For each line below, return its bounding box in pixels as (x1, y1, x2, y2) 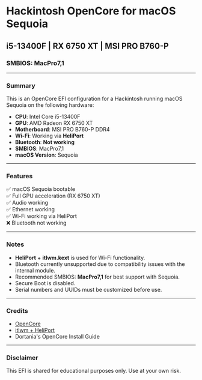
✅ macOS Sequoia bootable (6, 185, 76, 193)
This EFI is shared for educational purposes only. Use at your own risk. (6, 367, 182, 375)
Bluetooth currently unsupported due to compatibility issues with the (14, 260, 185, 268)
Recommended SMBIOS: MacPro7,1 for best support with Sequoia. (14, 273, 180, 280)
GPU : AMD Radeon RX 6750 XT (14, 119, 93, 127)
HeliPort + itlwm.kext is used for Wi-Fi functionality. (14, 254, 145, 261)
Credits (6, 306, 28, 315)
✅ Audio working (6, 199, 49, 207)
